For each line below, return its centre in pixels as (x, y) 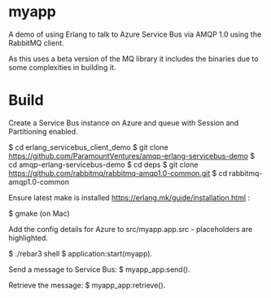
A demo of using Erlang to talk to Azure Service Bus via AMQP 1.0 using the (135, 34)
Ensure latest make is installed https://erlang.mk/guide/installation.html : (129, 197)
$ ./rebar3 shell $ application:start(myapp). (81, 253)
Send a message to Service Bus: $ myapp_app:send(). (99, 269)
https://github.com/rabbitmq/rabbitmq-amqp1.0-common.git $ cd (118, 173)
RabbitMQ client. (37, 42)
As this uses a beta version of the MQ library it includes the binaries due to (133, 59)
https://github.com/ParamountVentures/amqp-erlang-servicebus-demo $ (131, 156)
